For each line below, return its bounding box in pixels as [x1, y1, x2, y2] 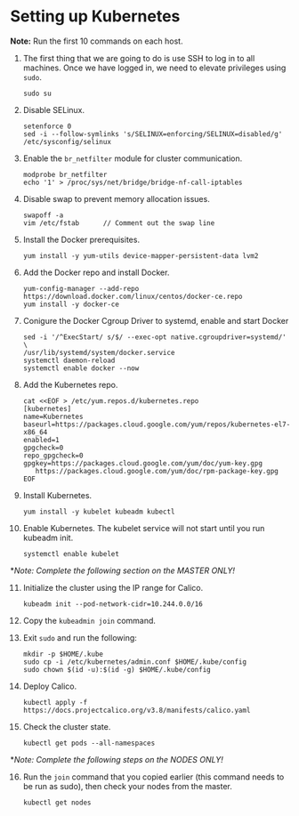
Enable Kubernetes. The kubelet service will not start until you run [22, 522, 265, 533]
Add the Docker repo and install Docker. [22, 267, 170, 278]
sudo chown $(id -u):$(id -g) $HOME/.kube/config [22, 665, 212, 674]
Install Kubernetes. [22, 489, 93, 500]
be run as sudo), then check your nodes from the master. [22, 780, 232, 791]
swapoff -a [22, 211, 64, 220]
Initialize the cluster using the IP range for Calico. [22, 582, 204, 593]
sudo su [22, 89, 52, 98]
